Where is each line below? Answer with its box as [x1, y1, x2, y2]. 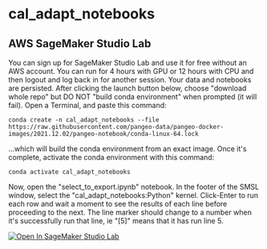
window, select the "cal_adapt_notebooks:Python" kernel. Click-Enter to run [8, 191, 259, 200]
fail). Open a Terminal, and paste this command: [8, 101, 167, 110]
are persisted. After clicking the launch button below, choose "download [8, 83, 247, 93]
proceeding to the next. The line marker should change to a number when [8, 207, 253, 217]
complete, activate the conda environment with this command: [8, 153, 215, 162]
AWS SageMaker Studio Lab [8, 37, 152, 50]
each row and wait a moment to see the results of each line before [8, 199, 228, 208]
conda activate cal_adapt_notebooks [8, 168, 131, 176]
